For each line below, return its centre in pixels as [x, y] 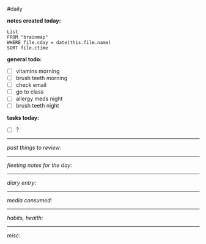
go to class [30, 92]
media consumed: [30, 201]
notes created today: [34, 20]
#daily [15, 9]
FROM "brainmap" [28, 37]
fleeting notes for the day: [40, 165]
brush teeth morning [42, 78]
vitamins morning [38, 71]
